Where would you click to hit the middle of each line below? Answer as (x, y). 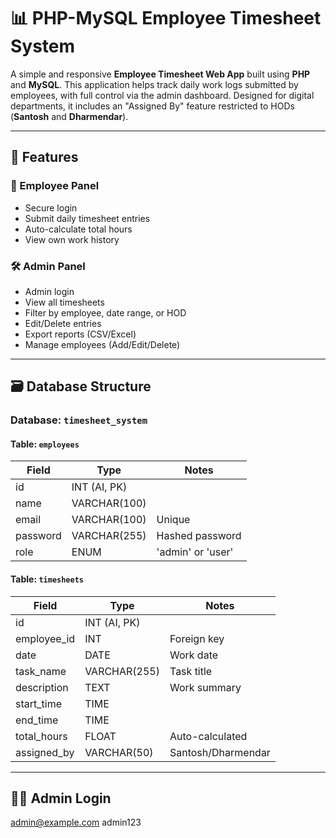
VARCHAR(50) (119, 752)
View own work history (72, 239)
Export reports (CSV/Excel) (80, 334)
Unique (173, 520)
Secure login (51, 207)
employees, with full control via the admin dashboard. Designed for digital (162, 95)
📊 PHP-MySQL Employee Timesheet (166, 18)
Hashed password (199, 536)
